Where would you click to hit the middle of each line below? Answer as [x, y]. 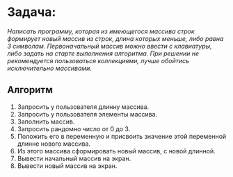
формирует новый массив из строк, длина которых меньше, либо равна [115, 38]
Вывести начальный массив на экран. [74, 158]
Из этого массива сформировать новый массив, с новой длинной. [116, 151]
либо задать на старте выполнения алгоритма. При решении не [103, 53]
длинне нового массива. [54, 144]
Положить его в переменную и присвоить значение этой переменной [122, 136]
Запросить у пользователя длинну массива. [83, 107]
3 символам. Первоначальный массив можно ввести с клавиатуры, [110, 46]
